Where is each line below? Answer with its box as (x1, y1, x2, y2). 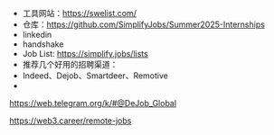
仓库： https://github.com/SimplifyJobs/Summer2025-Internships (22, 19, 265, 30)
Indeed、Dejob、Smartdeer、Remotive (22, 70, 169, 81)
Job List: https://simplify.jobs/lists (22, 49, 149, 58)
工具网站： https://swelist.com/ (22, 8, 137, 18)
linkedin (22, 30, 52, 40)
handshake (22, 39, 64, 49)
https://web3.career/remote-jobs (9, 115, 132, 126)
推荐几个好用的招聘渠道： (22, 59, 118, 69)
